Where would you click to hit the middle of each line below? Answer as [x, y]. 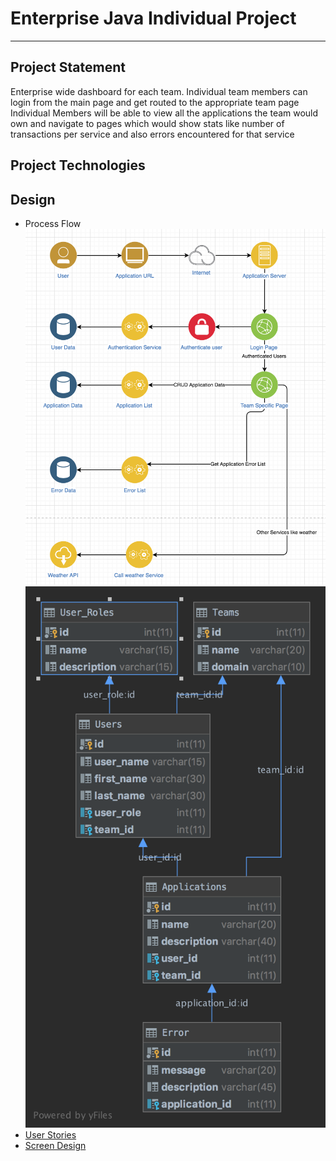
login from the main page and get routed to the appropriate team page [155, 102]
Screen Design [55, 1145]
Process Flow [53, 223]
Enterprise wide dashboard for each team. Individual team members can [159, 91]
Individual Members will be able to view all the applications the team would [164, 113]
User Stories [50, 1134]
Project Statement [68, 67]
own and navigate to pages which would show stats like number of [147, 123]
